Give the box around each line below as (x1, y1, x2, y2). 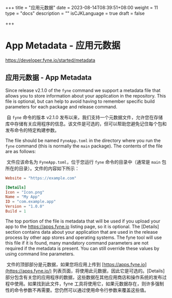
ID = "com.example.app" (5, 199, 56, 204)
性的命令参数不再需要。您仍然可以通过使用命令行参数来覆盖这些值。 (5, 287, 149, 293)
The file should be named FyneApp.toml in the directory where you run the (5, 137, 161, 143)
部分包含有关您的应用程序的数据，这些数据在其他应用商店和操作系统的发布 (5, 274, 162, 280)
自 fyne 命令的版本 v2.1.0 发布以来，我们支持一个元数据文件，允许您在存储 (6, 114, 163, 120)
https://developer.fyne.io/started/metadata (5, 57, 96, 63)
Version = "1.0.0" (5, 204, 45, 209)
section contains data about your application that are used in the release (5, 229, 158, 235)
